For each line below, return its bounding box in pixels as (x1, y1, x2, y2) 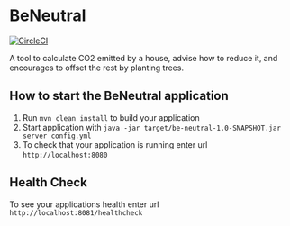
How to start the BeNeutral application (9, 88, 230, 104)
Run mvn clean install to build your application (22, 112, 200, 122)
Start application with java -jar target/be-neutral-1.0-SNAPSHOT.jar (22, 122, 282, 132)
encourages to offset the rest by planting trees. (9, 62, 185, 73)
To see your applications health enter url (9, 199, 159, 210)
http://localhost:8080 (22, 150, 108, 159)
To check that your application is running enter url (22, 139, 208, 149)
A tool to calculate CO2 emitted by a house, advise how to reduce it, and (9, 52, 278, 63)
